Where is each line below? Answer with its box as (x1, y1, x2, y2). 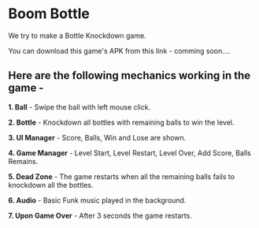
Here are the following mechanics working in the (8, 69, 251, 83)
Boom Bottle (8, 5, 91, 23)
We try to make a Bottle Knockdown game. (8, 31, 147, 40)
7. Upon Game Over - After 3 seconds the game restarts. (8, 211, 193, 220)
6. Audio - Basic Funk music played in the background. (8, 195, 187, 205)
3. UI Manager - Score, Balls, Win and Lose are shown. (8, 133, 187, 142)
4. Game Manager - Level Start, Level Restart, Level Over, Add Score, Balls (8, 148, 252, 158)
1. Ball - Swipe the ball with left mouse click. (8, 102, 151, 111)
